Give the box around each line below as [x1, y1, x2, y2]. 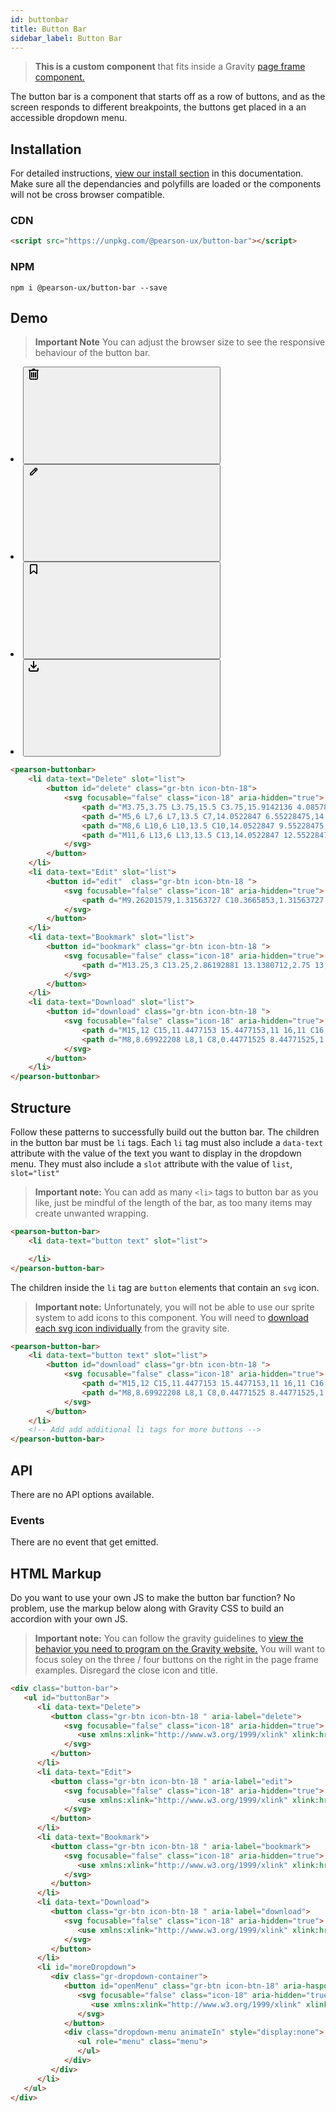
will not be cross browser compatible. [10, 189, 165, 201]
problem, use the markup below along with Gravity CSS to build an [10, 1602, 285, 1615]
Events [10, 1513, 45, 1527]
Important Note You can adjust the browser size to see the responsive [34, 336, 326, 348]
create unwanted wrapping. [34, 1207, 149, 1220]
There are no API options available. [10, 1488, 155, 1500]
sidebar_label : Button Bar [10, 33, 123, 43]
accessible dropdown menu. [10, 112, 128, 124]
